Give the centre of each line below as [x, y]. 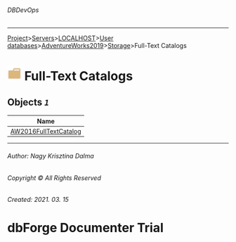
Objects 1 [28, 102]
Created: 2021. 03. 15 [38, 200]
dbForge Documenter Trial [85, 228]
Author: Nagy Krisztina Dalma [51, 156]
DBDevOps [23, 10]
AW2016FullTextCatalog [46, 131]
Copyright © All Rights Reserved [54, 178]
